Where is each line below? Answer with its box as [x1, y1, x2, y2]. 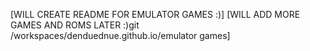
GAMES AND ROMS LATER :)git [10, 19, 140, 31]
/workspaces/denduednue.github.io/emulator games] [10, 30, 231, 41]
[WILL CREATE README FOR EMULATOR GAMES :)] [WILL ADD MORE [10, 9, 301, 20]
